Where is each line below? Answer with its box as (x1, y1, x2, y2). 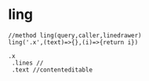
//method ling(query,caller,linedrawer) (8, 31, 143, 39)
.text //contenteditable (11, 65, 93, 74)
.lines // (11, 59, 44, 67)
